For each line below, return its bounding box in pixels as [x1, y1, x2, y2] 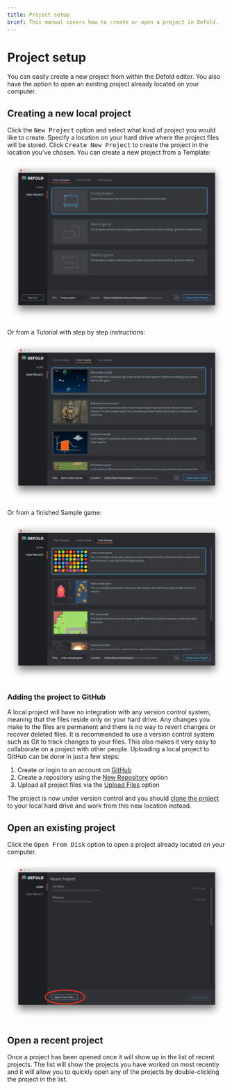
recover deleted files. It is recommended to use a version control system [7, 730, 215, 739]
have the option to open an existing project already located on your [7, 80, 199, 89]
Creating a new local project [7, 107, 131, 119]
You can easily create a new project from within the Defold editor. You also [7, 72, 221, 81]
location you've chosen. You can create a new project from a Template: [7, 148, 211, 157]
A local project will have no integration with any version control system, [7, 708, 211, 716]
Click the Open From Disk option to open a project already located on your [7, 840, 226, 848]
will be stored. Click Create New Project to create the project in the [7, 141, 208, 149]
